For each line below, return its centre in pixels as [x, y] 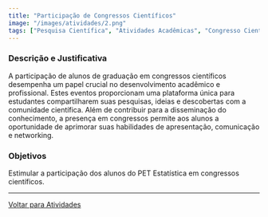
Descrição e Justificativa [58, 58]
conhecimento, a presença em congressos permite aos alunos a [114, 118]
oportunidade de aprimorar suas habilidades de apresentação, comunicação [134, 126]
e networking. [31, 135]
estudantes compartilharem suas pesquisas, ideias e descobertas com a [127, 101]
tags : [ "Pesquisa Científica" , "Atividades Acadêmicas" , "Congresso [124, 30]
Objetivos [28, 156]
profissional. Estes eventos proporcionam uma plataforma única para [122, 93]
